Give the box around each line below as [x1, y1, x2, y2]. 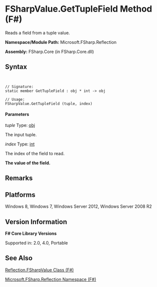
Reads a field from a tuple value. [5, 30, 70, 36]
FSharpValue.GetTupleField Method [5, 3, 153, 15]
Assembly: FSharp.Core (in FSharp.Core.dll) [5, 49, 94, 54]
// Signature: [5, 84, 34, 89]
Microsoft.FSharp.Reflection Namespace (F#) [5, 276, 97, 282]
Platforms [5, 191, 36, 199]
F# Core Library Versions [5, 230, 57, 236]
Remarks [5, 174, 33, 182]
